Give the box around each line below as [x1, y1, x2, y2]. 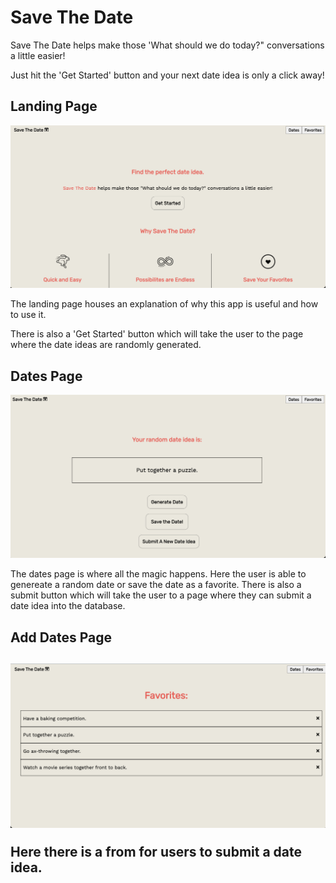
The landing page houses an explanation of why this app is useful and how [10, 298, 319, 310]
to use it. [10, 309, 47, 321]
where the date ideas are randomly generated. [10, 339, 202, 351]
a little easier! [10, 49, 66, 61]
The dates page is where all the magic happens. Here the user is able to [10, 568, 307, 580]
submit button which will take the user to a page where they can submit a [10, 589, 312, 601]
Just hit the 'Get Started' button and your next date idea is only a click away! [10, 69, 325, 81]
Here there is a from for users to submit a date [10, 843, 303, 860]
